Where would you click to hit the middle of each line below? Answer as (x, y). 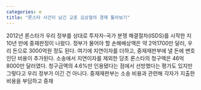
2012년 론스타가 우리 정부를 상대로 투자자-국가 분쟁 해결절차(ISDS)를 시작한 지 (99, 35)
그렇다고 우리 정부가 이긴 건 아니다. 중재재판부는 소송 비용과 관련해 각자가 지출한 (101, 73)
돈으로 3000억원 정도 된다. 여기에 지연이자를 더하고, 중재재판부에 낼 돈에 (98, 50)
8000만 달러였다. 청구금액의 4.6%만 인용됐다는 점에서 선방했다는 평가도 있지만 (99, 66)
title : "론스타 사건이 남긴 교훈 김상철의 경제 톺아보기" (68, 18)
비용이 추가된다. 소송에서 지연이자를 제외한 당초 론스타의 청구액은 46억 (101, 58)
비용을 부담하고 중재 (30, 81)
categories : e (24, 12)
